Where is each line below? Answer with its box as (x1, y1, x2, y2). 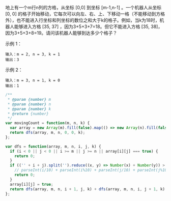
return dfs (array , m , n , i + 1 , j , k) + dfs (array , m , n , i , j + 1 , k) (10, 186, 165, 192)
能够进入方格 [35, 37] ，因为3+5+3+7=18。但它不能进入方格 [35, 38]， (14, 23, 163, 30)
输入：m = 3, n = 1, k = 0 (5, 78, 60, 83)
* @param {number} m (7, 97, 51, 102)
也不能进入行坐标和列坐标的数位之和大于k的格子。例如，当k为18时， (16, 17, 160, 23)
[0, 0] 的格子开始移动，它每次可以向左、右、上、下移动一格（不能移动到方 (5, 11, 161, 17)
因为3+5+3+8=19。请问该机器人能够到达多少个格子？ (5, 30, 118, 36)
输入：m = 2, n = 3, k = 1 (5, 52, 60, 57)
